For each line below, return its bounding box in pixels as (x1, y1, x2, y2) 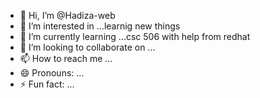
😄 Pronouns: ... (19, 67, 85, 79)
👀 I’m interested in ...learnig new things (19, 20, 181, 32)
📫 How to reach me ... (19, 53, 113, 64)
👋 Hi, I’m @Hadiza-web (19, 10, 116, 21)
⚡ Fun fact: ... (19, 78, 75, 90)
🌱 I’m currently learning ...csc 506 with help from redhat (19, 31, 251, 42)
